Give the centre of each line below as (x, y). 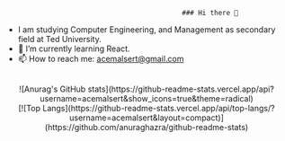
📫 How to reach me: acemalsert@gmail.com (101, 59)
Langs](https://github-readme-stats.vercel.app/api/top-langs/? (159, 108)
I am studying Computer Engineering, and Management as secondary (147, 30)
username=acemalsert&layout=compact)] (147, 118)
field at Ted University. (59, 39)
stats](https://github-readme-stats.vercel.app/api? (181, 89)
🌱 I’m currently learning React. (74, 48)
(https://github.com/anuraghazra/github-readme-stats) (147, 127)
